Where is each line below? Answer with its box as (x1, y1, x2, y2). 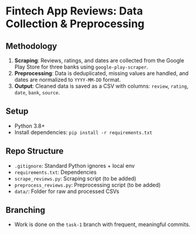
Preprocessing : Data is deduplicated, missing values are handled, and (14, 70, 189, 76)
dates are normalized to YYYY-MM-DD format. (14, 76, 121, 83)
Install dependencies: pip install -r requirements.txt (14, 128, 153, 136)
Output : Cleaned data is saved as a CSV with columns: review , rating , (14, 82, 189, 90)
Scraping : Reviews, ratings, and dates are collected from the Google (14, 57, 185, 64)
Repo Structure (5, 146, 64, 156)
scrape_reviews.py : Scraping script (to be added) (14, 174, 136, 182)
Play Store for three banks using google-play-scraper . (14, 63, 149, 70)
